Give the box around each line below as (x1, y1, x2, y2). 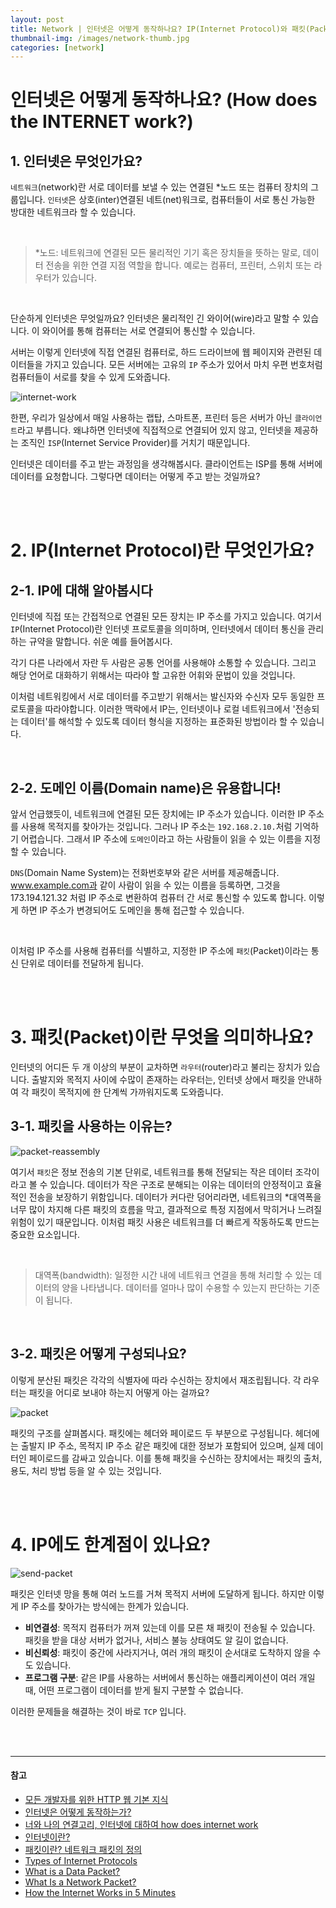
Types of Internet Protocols (24, 1854, 138, 1866)
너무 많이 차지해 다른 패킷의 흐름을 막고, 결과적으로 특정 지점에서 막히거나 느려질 (10, 1203, 323, 1215)
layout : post (10, 14, 65, 25)
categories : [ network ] (10, 42, 105, 53)
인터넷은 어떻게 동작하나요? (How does (10, 89, 318, 111)
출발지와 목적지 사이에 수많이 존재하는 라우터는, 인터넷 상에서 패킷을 (31, 1074, 296, 1085)
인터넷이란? (24, 1831, 71, 1843)
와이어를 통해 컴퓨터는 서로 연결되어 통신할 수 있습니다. (41, 325, 256, 337)
